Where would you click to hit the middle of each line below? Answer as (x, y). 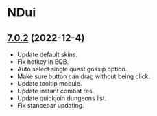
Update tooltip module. (49, 83)
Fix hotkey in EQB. (43, 62)
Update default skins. (47, 54)
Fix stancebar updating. (50, 105)
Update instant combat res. (56, 91)
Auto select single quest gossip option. (72, 69)
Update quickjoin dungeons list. (62, 98)
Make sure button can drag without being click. (84, 76)
